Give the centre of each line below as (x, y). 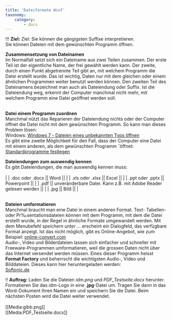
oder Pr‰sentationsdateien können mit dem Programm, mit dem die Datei (84, 215)
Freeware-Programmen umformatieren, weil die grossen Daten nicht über (83, 248)
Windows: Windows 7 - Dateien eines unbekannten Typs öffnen (72, 135)
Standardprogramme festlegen (38, 152)
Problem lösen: (21, 130)
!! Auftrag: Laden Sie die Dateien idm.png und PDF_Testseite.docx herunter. (85, 280)
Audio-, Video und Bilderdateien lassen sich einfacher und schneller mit (81, 242)
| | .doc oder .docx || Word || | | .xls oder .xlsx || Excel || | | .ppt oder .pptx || (85, 178)
